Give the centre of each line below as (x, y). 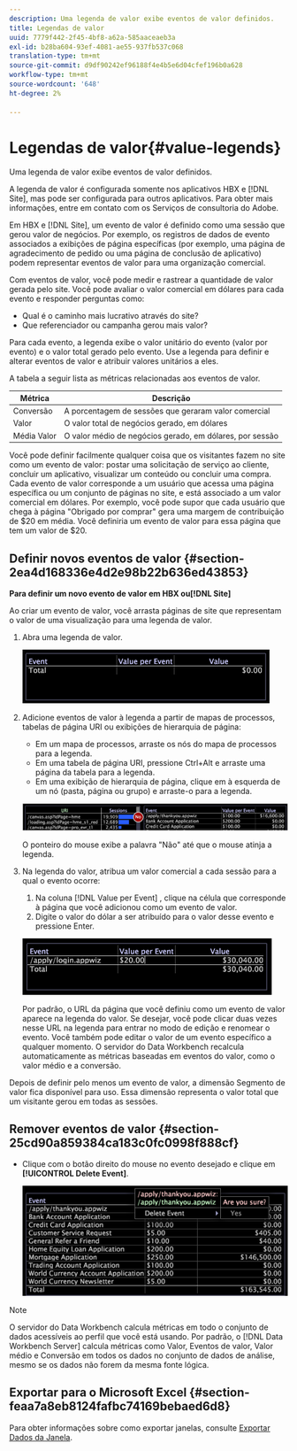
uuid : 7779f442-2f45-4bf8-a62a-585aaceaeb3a (92, 37)
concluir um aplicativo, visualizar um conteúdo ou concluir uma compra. (141, 475)
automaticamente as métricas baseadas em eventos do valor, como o (148, 1056)
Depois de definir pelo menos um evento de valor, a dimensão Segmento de (147, 1082)
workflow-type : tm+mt (49, 75)
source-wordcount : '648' (55, 84)
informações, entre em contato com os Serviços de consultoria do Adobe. (144, 208)
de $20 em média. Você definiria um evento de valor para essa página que (145, 521)
